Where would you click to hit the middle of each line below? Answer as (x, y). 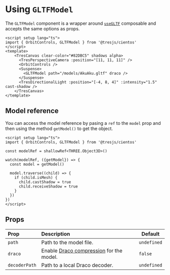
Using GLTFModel (39, 9)
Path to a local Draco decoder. (77, 265)
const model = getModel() (37, 164)
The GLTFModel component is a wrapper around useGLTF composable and (81, 23)
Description (56, 234)
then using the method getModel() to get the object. (59, 128)
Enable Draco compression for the (82, 250)
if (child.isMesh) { (36, 177)
